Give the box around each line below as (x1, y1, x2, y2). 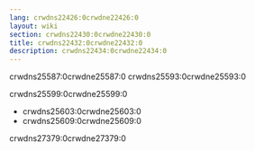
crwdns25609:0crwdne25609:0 (22, 116, 142, 127)
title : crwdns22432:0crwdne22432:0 (9, 38, 143, 48)
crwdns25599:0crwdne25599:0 (9, 89, 128, 100)
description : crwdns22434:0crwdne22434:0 (9, 47, 168, 56)
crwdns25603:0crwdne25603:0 (22, 106, 141, 117)
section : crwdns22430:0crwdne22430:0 (9, 30, 151, 39)
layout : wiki (9, 22, 59, 31)
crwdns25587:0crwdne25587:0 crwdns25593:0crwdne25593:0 (9, 71, 246, 82)
